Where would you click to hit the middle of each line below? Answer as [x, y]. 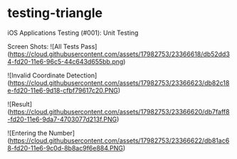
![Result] [20, 104]
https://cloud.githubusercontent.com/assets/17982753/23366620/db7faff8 [120, 111]
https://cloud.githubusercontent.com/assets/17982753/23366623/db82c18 [120, 82]
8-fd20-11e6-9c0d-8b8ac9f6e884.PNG [65, 148]
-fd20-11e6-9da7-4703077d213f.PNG [62, 119]
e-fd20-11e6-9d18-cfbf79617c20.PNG [63, 90]
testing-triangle [55, 13]
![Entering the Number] [41, 133]
